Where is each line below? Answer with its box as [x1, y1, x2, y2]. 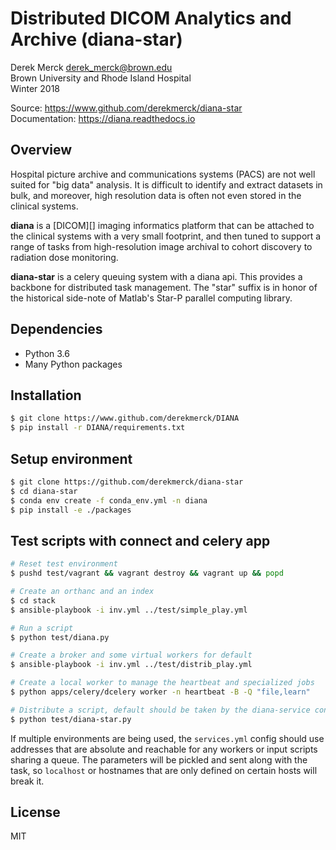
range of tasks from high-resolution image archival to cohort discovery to [10, 240, 313, 252]
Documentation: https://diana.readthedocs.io [10, 112, 196, 124]
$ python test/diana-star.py [10, 714, 132, 724]
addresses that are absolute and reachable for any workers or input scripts [10, 743, 318, 755]
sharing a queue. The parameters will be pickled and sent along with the [10, 753, 308, 766]
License [10, 804, 61, 821]
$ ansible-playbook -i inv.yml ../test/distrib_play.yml [10, 660, 253, 670]
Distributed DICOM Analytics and [10, 7, 292, 30]
